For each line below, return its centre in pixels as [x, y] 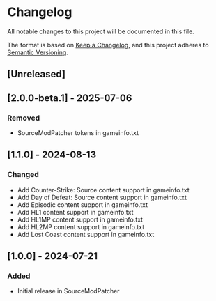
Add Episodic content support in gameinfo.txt [83, 204]
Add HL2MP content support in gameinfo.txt [81, 226]
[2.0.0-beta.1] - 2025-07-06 [70, 98]
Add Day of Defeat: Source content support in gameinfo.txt [102, 197]
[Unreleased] [37, 74]
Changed [23, 175]
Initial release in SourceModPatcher [68, 291]
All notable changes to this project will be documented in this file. [101, 31]
